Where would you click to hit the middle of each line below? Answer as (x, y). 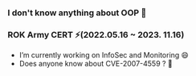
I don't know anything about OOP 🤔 (77, 13)
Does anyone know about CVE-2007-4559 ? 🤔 (96, 64)
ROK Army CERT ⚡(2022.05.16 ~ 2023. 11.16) (96, 34)
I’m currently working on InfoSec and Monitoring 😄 (104, 55)
